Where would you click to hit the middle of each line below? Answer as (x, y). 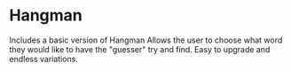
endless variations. (43, 59)
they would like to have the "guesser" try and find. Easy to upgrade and (140, 49)
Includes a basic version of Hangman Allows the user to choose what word (146, 40)
